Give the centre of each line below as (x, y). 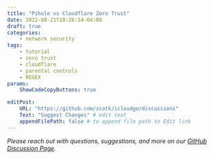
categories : (24, 33)
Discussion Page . (32, 148)
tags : (15, 45)
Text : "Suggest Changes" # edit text (73, 115)
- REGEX (30, 77)
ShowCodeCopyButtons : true (58, 90)
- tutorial (35, 52)
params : (18, 84)
